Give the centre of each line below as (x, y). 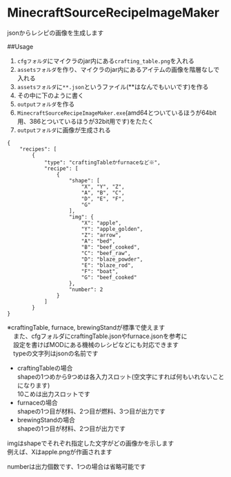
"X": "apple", (101, 223)
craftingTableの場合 (45, 368)
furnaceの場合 (38, 402)
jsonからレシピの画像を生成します (56, 32)
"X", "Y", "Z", (103, 187)
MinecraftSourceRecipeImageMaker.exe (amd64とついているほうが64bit (117, 113)
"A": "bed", (98, 241)
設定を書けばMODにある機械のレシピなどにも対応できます (96, 344)
